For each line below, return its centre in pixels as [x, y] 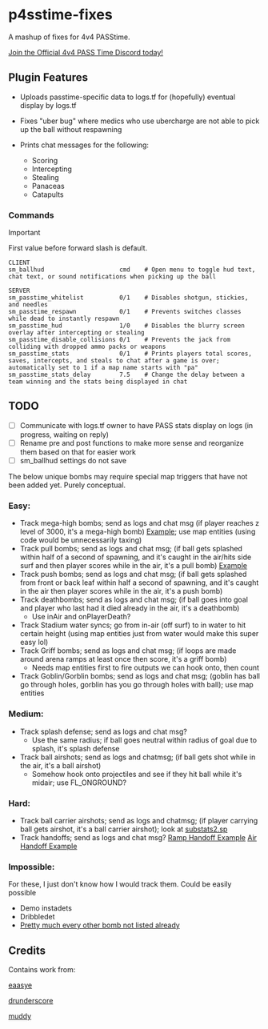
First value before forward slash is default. [78, 248]
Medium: [26, 714]
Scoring [45, 160]
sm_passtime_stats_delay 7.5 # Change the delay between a [127, 375]
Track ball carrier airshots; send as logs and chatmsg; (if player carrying [139, 820]
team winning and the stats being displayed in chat [98, 382]
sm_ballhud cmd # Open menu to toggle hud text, [132, 270]
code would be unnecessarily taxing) [81, 540]
